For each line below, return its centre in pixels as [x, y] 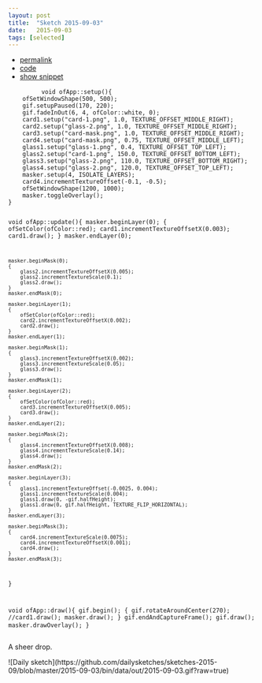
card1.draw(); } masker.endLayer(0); [70, 236]
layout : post [30, 15]
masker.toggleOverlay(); [63, 196]
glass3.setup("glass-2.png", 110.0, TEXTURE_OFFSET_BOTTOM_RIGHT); [135, 161]
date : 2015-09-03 [40, 30]
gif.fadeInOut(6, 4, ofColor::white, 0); [91, 113]
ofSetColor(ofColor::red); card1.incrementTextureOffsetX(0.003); [119, 230]
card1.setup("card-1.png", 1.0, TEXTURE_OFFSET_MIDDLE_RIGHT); [128, 120]
